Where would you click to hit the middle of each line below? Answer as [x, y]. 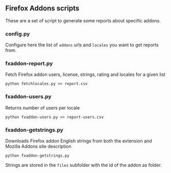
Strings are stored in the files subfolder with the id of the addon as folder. [84, 165]
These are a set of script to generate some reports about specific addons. [83, 20]
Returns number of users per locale [43, 108]
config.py [18, 34]
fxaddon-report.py [29, 64]
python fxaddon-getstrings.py [38, 156]
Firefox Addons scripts [42, 8]
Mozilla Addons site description [38, 146]
